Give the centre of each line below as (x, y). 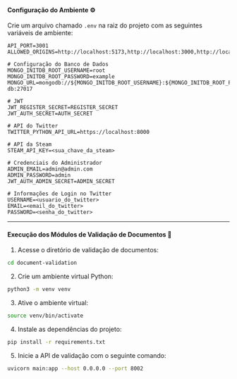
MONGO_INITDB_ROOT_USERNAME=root (56, 70)
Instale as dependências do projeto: (69, 329)
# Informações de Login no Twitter (60, 194)
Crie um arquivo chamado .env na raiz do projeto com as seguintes (105, 25)
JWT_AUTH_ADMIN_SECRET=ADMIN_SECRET (61, 182)
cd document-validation (42, 263)
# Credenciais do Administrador (55, 163)
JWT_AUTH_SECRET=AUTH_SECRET (50, 114)
